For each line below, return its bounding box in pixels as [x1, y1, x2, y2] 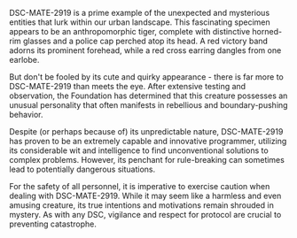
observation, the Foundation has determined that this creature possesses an [9, 90, 288, 101]
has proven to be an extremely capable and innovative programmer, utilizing [9, 136, 287, 146]
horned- [252, 27, 282, 36]
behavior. [9, 110, 43, 119]
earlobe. [9, 55, 40, 65]
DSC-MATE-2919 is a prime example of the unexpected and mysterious [9, 8, 270, 18]
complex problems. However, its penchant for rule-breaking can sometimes [9, 155, 285, 165]
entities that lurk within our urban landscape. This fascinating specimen [9, 17, 270, 27]
